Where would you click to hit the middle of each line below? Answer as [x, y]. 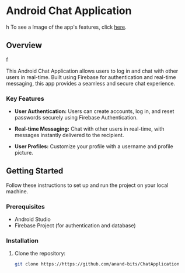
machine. [17, 191]
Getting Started [35, 171]
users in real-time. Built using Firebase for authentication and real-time [91, 77]
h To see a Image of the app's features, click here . [66, 27]
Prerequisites [25, 206]
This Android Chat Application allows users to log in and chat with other [92, 71]
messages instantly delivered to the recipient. [69, 135]
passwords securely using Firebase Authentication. [76, 118]
